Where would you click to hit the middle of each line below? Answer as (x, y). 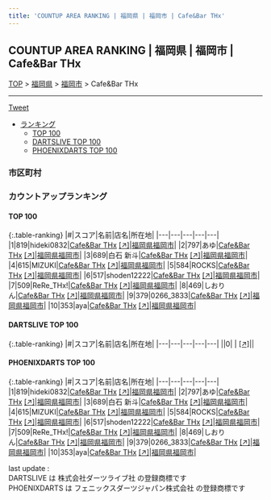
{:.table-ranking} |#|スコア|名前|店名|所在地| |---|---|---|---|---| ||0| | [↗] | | (131, 344)
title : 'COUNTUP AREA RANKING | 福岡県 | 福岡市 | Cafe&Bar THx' (117, 16)
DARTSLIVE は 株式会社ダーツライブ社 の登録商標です (98, 477)
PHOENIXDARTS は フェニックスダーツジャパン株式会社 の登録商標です (127, 488)
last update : (29, 468)
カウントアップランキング (58, 197)
